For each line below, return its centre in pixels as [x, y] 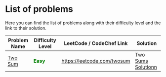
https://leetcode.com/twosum [96, 61]
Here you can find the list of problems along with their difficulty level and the [83, 23]
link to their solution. [26, 28]
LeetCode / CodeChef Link [96, 43]
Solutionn [146, 67]
